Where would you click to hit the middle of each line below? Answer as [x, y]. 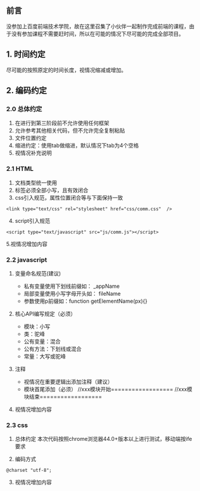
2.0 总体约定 [24, 109]
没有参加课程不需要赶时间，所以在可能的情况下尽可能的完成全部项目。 [97, 33]
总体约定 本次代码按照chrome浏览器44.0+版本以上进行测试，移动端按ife [103, 439]
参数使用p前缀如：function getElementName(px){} [85, 301]
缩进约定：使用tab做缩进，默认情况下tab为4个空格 [77, 146]
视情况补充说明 [33, 153]
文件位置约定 [30, 138]
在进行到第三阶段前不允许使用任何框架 [62, 123]
